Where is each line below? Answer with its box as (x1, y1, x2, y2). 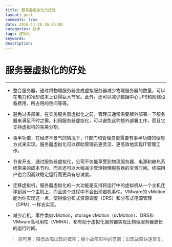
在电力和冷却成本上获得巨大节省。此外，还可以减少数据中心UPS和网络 (12, 93, 161, 100)
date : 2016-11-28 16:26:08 (5, 22, 63, 27)
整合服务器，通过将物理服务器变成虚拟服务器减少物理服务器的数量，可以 (12, 87, 165, 93)
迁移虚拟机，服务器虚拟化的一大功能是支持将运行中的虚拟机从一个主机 (12, 182, 161, 188)
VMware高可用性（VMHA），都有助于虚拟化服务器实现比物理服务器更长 (12, 218, 163, 224)
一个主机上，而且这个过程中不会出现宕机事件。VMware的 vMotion (26, 188, 166, 195)
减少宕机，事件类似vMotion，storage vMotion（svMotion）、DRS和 (12, 212, 154, 218)
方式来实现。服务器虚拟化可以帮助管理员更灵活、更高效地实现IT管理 (12, 141, 156, 147)
